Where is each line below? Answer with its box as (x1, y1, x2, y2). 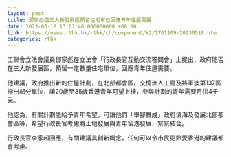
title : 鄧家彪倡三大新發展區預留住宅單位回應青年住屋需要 (7, 17, 152, 23)
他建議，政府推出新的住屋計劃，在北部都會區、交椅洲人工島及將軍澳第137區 (7, 78, 222, 87)
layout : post (7, 10, 45, 17)
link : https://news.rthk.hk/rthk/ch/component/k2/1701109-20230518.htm (7, 29, 217, 36)
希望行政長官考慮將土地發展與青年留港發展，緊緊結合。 (30, 119, 188, 127)
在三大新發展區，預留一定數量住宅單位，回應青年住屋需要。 (7, 64, 176, 72)
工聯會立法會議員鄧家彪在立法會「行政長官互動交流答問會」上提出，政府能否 (7, 56, 224, 64)
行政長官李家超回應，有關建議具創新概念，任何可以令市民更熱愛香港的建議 (7, 134, 218, 142)
